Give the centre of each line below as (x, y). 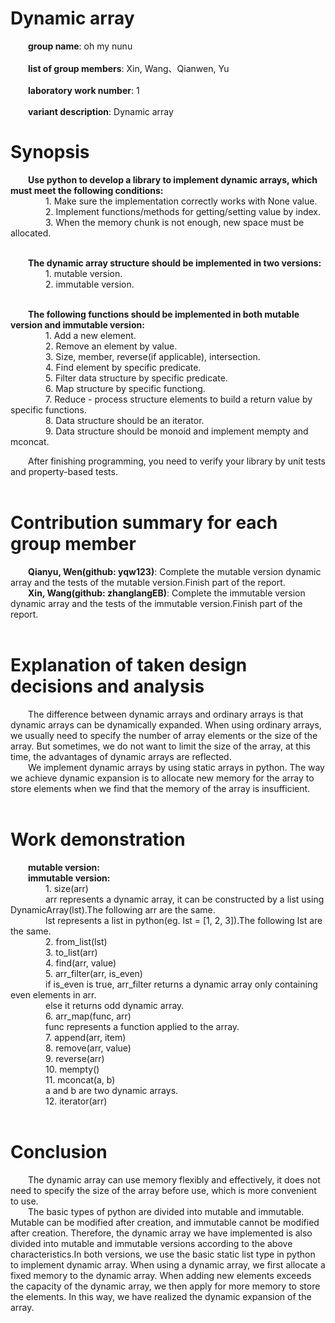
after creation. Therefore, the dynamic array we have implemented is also (161, 1233)
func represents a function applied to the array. (142, 1026)
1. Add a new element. (91, 335)
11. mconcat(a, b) (80, 1079)
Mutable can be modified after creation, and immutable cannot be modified (165, 1222)
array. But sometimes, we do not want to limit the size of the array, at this (161, 746)
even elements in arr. (53, 994)
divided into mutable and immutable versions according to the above (151, 1243)
